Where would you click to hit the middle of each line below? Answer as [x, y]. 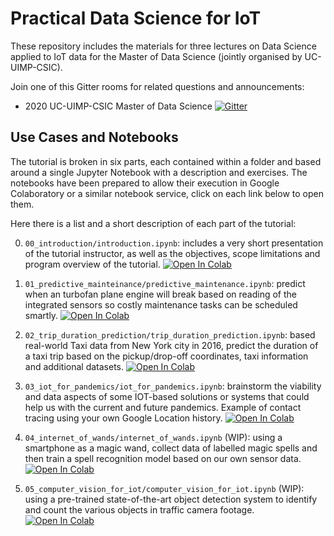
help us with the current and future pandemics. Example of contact [163, 407]
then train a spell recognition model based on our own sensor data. [163, 458]
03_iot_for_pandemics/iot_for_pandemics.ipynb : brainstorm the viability [173, 386]
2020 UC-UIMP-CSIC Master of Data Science [118, 106]
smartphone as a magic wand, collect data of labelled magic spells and [171, 448]
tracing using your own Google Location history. [123, 418]
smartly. [41, 315]
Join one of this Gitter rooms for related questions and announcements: [157, 86]
